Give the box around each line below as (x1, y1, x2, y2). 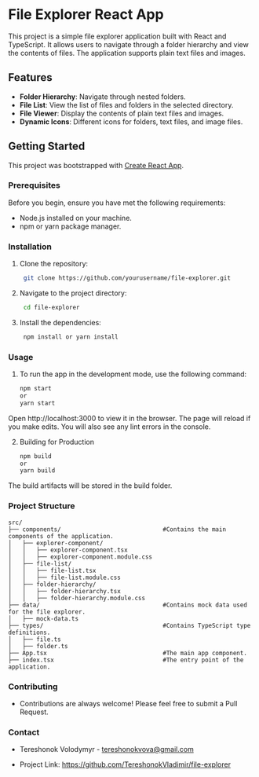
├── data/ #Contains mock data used (8, 601, 247, 609)
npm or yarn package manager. (19, 222, 122, 231)
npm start (19, 385, 53, 393)
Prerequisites (8, 180, 60, 191)
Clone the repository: (19, 259, 89, 269)
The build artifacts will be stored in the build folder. (8, 481, 173, 490)
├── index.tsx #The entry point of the (8, 656, 244, 664)
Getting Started (8, 140, 86, 153)
